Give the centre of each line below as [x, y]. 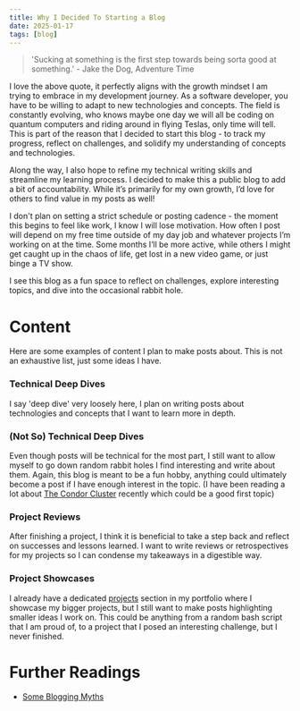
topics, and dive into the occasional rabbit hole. [96, 291]
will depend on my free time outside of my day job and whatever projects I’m [150, 235]
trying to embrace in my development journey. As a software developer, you [149, 96]
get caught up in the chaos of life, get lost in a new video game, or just [139, 254]
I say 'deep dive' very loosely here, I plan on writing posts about [127, 403]
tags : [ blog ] [33, 34]
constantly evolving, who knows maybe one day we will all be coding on [142, 115]
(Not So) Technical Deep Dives [77, 436]
